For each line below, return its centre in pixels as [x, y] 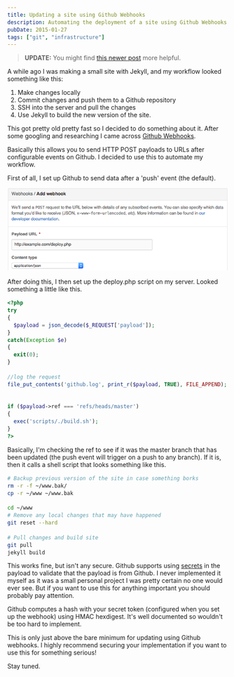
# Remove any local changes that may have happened [84, 515]
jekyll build [26, 552]
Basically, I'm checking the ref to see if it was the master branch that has [112, 449]
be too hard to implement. [44, 624]
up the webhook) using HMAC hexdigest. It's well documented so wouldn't [115, 617]
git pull [20, 545]
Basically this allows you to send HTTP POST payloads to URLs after [106, 150]
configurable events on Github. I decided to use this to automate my [105, 157]
